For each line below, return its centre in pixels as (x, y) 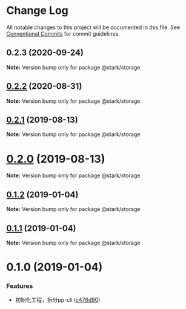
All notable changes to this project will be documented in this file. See (93, 27)
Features (20, 286)
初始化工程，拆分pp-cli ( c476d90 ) (58, 300)
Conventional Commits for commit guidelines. (63, 33)
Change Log (37, 11)
